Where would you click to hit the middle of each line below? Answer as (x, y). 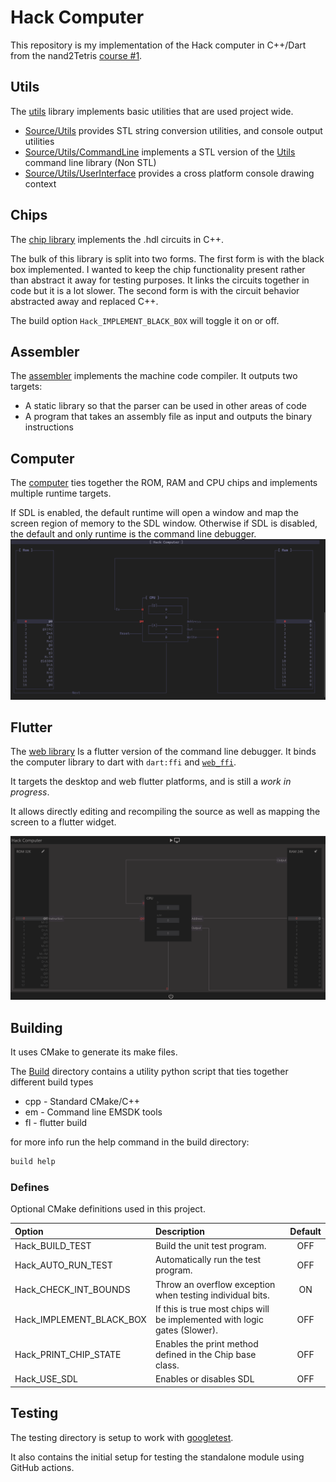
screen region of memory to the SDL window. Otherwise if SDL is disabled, (164, 523)
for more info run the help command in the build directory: (130, 1142)
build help (33, 1162)
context (40, 183)
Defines (30, 1187)
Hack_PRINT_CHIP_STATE (68, 1354)
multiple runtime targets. (61, 493)
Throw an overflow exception (215, 1284)
